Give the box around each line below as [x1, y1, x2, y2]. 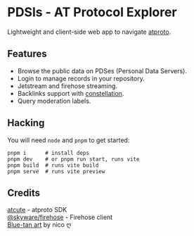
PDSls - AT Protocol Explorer [7, 4, 177, 20]
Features [7, 48, 47, 60]
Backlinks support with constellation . [17, 89, 124, 97]
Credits [7, 187, 41, 199]
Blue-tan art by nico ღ [7, 221, 72, 229]
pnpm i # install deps [7, 149, 90, 156]
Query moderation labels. [17, 97, 91, 105]
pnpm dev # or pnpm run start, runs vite [7, 156, 140, 163]
